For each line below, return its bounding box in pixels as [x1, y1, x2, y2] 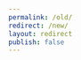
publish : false [8, 37, 65, 47]
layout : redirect [8, 29, 73, 38]
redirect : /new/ [8, 21, 69, 30]
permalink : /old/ [8, 12, 73, 22]
